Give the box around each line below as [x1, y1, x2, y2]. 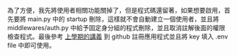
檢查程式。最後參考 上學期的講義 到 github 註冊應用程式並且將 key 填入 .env [7, 32, 229, 41]
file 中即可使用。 [7, 41, 56, 49]
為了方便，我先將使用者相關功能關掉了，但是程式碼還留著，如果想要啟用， [7, 6, 224, 14]
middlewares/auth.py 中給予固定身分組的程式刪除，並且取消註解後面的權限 [7, 24, 226, 31]
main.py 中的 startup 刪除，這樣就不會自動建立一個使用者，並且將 [27, 15, 219, 23]
